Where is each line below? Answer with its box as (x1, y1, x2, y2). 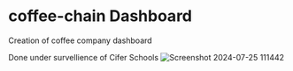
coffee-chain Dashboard (8, 6, 192, 26)
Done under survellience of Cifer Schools (8, 52, 159, 62)
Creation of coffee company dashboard (8, 35, 152, 46)
